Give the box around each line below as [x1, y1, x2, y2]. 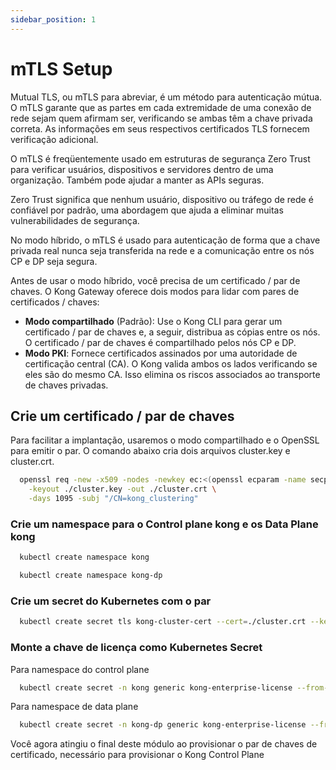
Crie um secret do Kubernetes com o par [10, 594, 212, 608]
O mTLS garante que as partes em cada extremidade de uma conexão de [10, 101, 312, 113]
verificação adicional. [10, 133, 99, 145]
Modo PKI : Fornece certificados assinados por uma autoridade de [24, 347, 298, 359]
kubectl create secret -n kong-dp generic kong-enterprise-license [19, 720, 307, 730]
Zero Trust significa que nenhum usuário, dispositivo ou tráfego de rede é [10, 193, 314, 205]
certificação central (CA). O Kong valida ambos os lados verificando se [24, 357, 318, 370]
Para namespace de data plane [10, 701, 139, 713]
